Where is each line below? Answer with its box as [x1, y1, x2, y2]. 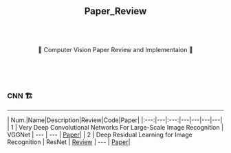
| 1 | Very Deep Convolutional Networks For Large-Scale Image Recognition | [7, 123, 224, 131]
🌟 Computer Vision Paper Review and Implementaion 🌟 [37, 46, 194, 54]
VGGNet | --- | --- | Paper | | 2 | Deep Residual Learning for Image [7, 130, 192, 139]
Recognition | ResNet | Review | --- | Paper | [7, 137, 131, 146]
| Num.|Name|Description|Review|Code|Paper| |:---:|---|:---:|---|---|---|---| [7, 116, 223, 124]
